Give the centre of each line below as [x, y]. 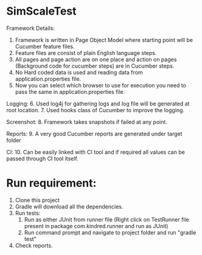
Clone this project [37, 200]
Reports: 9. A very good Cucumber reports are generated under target [94, 134]
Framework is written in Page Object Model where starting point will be [104, 40]
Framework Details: [30, 28]
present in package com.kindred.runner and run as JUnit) [96, 226]
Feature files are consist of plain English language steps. [86, 52]
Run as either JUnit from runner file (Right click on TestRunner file [107, 219]
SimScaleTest [42, 11]
